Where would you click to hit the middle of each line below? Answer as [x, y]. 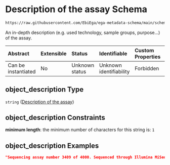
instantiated [22, 71]
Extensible [53, 53]
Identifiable [113, 53]
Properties [148, 57]
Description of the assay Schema [76, 9]
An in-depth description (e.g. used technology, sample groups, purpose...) [83, 32]
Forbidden [147, 68]
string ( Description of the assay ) [40, 102]
